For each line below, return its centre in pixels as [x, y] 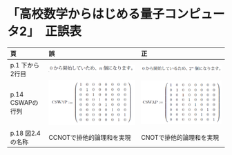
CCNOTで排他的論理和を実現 [89, 137]
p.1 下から [25, 65]
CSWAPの [24, 103]
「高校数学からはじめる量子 [86, 14]
